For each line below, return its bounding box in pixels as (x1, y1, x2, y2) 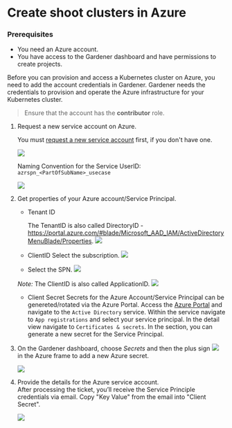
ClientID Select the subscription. (27, 251, 120, 260)
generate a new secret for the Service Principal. (27, 330, 164, 339)
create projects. (17, 60, 62, 69)
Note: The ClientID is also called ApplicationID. (17, 280, 150, 288)
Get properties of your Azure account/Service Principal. (17, 195, 177, 203)
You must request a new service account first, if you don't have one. (17, 136, 213, 144)
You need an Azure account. (17, 45, 99, 53)
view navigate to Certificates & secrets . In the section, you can (27, 323, 213, 331)
